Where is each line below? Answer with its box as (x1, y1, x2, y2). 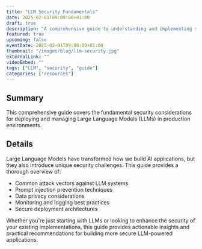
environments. (6, 122, 42, 129)
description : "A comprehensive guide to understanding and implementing (6, 25, 192, 32)
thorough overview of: (6, 168, 61, 175)
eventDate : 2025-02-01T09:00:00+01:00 (6, 43, 103, 49)
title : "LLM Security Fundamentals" (6, 8, 98, 15)
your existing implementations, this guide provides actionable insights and (6, 223, 190, 230)
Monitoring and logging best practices (14, 198, 110, 206)
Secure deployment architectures (14, 205, 98, 212)
